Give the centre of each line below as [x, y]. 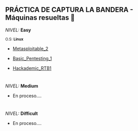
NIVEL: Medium [22, 86]
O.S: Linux [14, 39]
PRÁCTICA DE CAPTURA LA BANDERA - [69, 10]
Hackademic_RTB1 [32, 68]
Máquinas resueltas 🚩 [40, 18]
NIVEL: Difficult [21, 114]
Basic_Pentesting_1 [32, 58]
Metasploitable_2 [30, 49]
